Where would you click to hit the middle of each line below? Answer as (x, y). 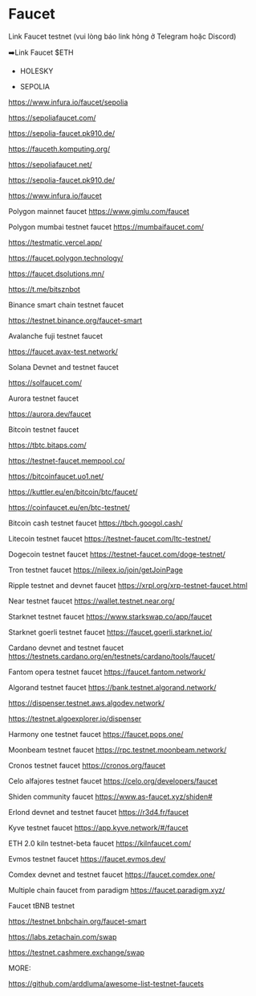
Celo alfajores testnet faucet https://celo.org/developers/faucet (113, 780)
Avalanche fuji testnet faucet (55, 335)
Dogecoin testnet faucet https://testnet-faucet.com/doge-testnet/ (117, 554)
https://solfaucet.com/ (45, 382)
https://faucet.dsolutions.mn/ (57, 274)
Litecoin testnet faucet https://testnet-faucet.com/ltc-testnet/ (110, 538)
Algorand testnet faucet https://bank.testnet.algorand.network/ (112, 687)
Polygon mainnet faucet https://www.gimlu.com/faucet (99, 211)
